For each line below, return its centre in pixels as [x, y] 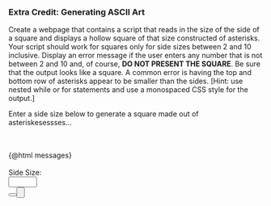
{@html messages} [40, 155]
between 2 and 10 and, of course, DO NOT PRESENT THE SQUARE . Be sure [135, 64]
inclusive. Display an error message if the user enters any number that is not [135, 56]
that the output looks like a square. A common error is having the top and [130, 73]
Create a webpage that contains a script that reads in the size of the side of [134, 30]
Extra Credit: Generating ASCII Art [77, 12]
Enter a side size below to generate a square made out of [104, 114]
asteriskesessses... [40, 123]
